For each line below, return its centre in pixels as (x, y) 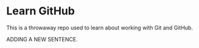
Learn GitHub (40, 11)
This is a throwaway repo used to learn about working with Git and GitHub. (100, 28)
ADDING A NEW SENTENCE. (42, 39)
